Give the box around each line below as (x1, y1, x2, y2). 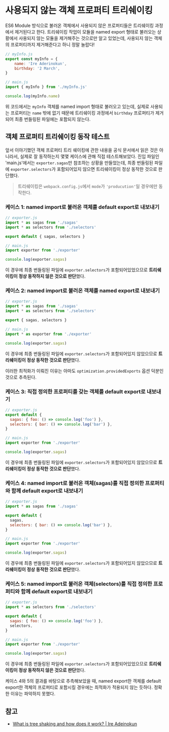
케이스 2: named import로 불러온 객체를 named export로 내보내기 (5, 287, 160, 294)
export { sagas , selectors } (5, 318, 67, 323)
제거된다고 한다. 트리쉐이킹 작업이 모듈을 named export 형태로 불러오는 (14, 28, 156, 35)
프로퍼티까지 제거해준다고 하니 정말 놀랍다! (10, 41, 95, 47)
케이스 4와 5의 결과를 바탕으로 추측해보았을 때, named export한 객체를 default (5, 678, 161, 684)
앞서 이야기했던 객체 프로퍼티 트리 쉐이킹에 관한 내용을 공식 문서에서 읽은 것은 (5, 147, 158, 153)
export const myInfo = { (5, 56, 58, 62)
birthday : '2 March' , (14, 66, 60, 71)
